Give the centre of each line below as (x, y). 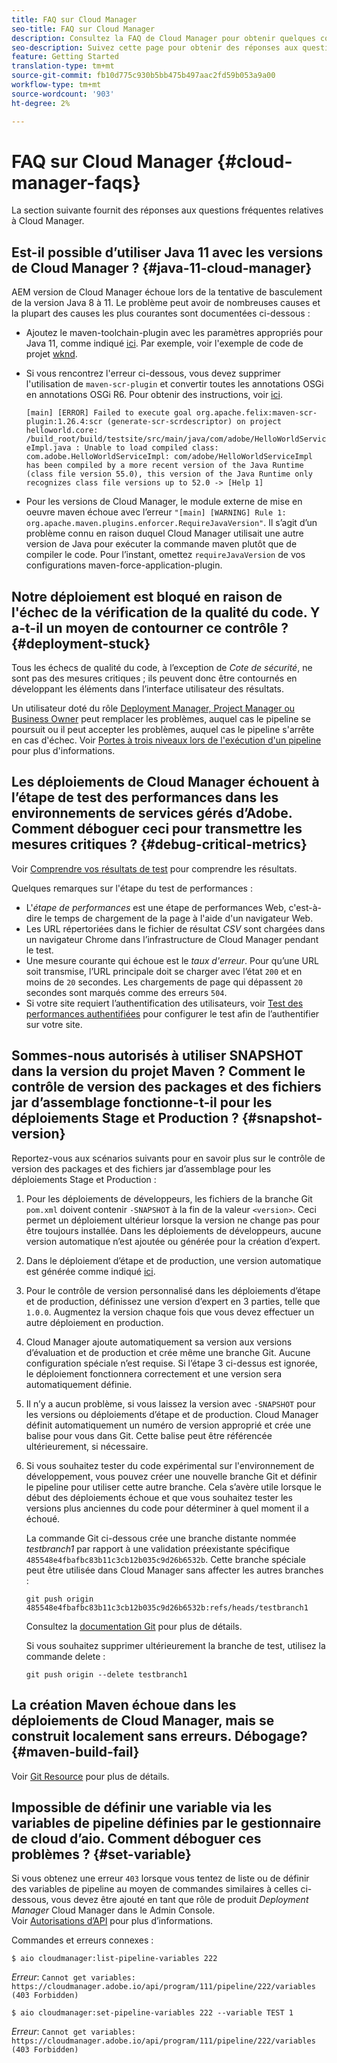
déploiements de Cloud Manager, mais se (143, 1721)
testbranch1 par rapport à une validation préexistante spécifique (157, 1548)
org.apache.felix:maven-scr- (256, 413)
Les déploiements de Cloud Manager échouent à (165, 782)
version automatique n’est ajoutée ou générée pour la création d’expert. (173, 1241)
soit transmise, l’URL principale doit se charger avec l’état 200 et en (164, 971)
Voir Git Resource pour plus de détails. (90, 1776)
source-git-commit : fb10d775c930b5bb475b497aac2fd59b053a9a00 (143, 76)
